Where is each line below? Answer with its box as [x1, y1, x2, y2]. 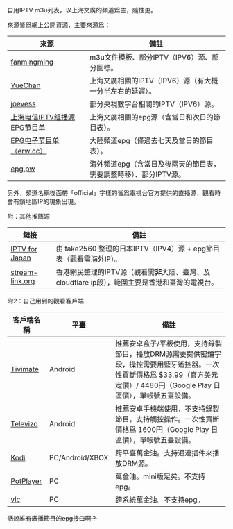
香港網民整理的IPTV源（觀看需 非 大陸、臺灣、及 [55, 267, 211, 276]
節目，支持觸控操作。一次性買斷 [115, 414, 220, 423]
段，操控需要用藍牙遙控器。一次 [115, 360, 220, 369]
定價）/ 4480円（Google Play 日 [115, 380, 221, 390]
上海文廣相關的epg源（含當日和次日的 [89, 112, 214, 121]
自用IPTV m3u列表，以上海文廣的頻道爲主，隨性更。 [7, 6, 157, 14]
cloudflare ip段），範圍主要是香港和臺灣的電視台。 [55, 278, 218, 287]
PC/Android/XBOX [49, 453, 109, 462]
